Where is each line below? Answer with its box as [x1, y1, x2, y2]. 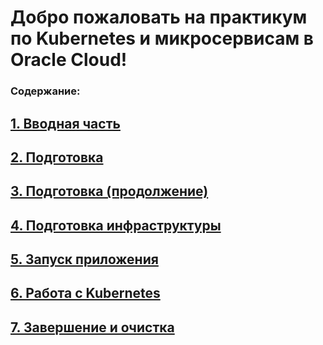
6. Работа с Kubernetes [10, 285, 161, 302]
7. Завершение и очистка [10, 319, 175, 336]
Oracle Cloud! [10, 49, 128, 71]
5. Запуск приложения [10, 251, 159, 268]
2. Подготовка [10, 149, 104, 166]
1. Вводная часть [10, 115, 121, 132]
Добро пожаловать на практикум [10, 6, 308, 29]
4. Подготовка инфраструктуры [10, 217, 222, 234]
